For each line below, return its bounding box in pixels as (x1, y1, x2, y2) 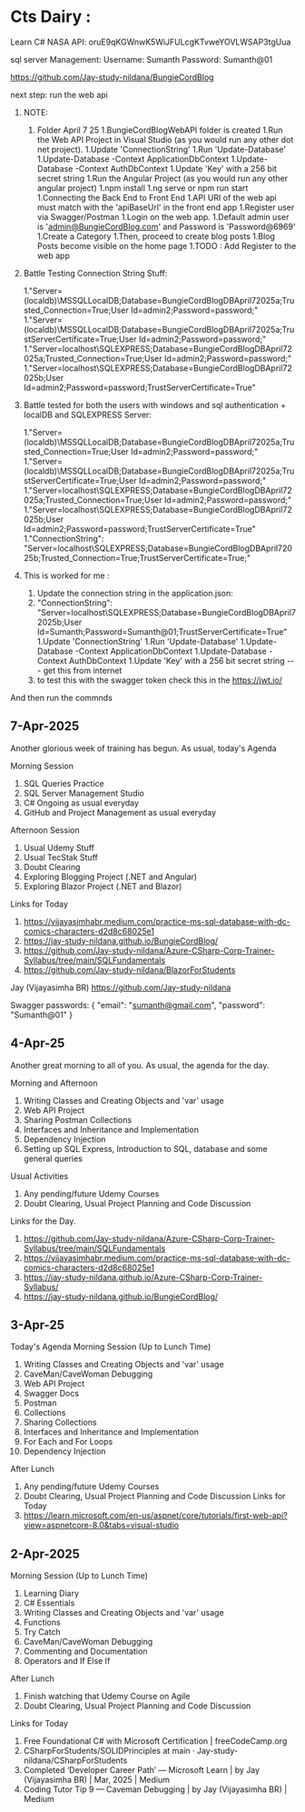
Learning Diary (23, 1588, 80, 1599)
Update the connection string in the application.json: (36, 587, 234, 598)
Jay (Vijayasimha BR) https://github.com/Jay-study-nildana (10, 982, 231, 993)
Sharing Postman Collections (23, 1114, 133, 1125)
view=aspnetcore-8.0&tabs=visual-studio (23, 1520, 180, 1531)
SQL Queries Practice (23, 777, 104, 788)
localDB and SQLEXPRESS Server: (23, 409, 152, 420)
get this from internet (43, 665, 123, 676)
